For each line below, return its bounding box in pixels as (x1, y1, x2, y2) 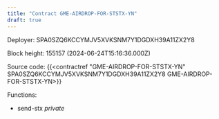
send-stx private (17, 104, 65, 112)
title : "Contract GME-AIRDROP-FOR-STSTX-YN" (7, 10, 137, 17)
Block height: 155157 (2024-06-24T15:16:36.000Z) (7, 49, 151, 57)
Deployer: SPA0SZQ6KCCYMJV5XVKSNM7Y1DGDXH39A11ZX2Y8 (7, 35, 195, 44)
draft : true (7, 17, 41, 24)
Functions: (7, 91, 37, 99)
